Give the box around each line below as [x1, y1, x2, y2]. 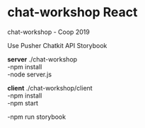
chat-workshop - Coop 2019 [7, 28, 90, 36]
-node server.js [7, 70, 52, 78]
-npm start [7, 98, 39, 107]
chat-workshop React [7, 4, 138, 21]
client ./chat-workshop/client [7, 83, 93, 92]
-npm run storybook [7, 112, 66, 121]
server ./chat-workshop [7, 54, 78, 64]
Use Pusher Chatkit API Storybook [7, 41, 108, 50]
